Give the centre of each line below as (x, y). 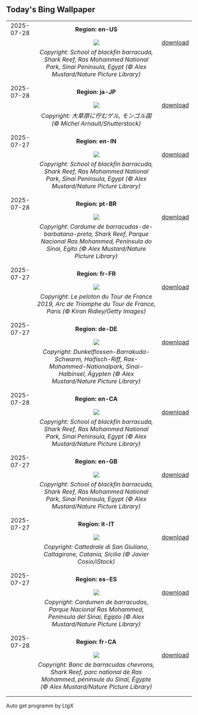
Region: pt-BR (96, 204)
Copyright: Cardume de (72, 226)
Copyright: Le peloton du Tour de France (96, 296)
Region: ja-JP (96, 92)
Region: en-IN (96, 141)
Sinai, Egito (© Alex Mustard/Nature (96, 249)
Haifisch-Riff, (103, 359)
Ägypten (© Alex (111, 373)
